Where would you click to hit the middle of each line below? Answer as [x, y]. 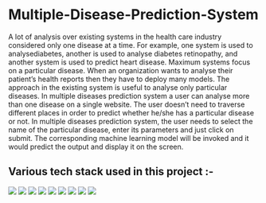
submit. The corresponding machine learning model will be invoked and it [129, 138]
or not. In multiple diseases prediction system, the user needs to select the [131, 121]
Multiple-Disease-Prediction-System [133, 15]
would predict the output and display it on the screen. [96, 146]
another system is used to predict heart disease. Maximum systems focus [129, 62]
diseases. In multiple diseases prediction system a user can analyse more [129, 96]
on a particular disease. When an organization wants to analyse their [121, 70]
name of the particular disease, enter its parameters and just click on [121, 130]
